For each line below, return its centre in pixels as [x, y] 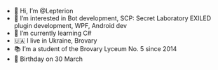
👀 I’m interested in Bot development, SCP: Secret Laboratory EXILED [113, 18]
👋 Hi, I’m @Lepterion [43, 11]
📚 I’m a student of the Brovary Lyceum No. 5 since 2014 [95, 49]
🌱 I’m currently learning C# [53, 33]
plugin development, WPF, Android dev [70, 26]
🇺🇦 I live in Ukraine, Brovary [55, 41]
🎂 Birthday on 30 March [48, 59]
